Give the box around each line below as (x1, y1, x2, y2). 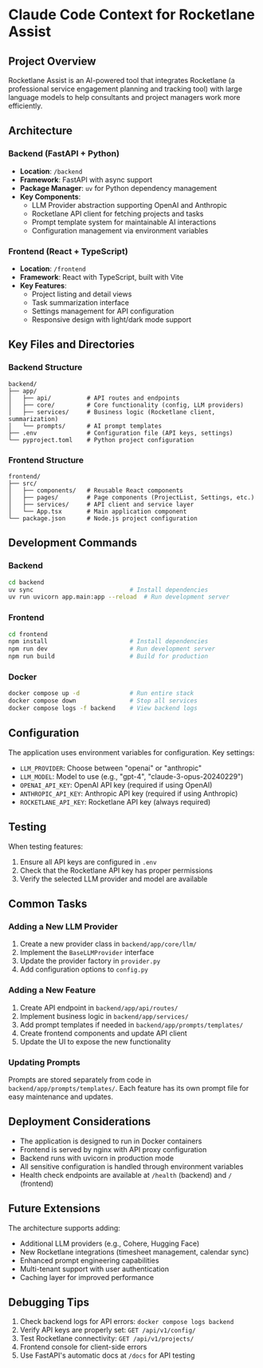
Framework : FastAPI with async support (19, 174, 153, 185)
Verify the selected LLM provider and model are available (19, 873, 208, 884)
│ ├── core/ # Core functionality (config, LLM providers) (8, 401, 245, 409)
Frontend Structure (8, 454, 84, 465)
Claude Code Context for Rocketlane (8, 6, 255, 24)
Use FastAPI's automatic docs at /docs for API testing (19, 1350, 195, 1360)
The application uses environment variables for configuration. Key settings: (8, 747, 255, 757)
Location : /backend (19, 166, 83, 176)
